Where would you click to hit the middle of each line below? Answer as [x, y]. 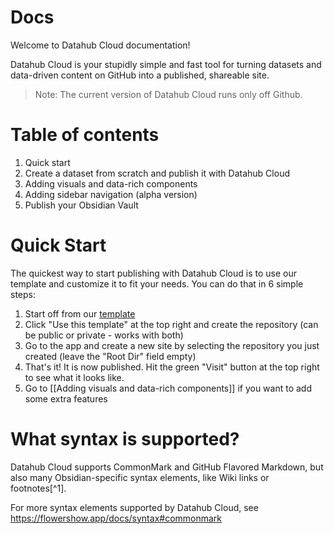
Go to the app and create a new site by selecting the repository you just [172, 345]
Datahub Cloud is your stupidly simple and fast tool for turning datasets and [166, 64]
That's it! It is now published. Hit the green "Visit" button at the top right [172, 367]
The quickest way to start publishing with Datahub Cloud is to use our [153, 273]
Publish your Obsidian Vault [81, 205]
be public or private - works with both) [104, 335]
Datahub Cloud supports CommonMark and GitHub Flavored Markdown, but [167, 467]
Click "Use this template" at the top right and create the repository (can [171, 324]
